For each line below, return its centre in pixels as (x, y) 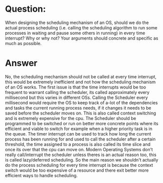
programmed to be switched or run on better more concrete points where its (82, 123)
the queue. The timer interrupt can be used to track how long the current (78, 134)
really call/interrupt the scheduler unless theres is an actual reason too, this (81, 155)
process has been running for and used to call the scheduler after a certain (80, 139)
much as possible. (23, 43)
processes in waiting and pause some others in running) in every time (75, 33)
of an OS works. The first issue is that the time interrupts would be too (76, 87)
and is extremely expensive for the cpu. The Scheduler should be (71, 118)
